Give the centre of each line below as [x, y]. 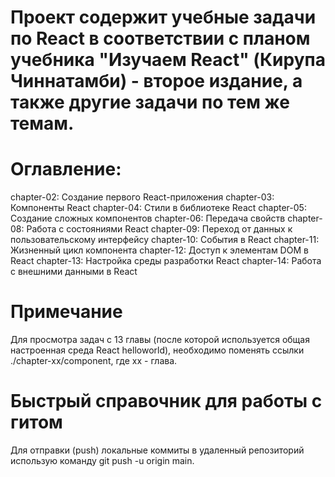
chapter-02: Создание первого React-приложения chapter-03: [142, 197]
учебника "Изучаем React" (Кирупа [168, 60]
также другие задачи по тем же [150, 102]
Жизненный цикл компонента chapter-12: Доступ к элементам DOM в [159, 250]
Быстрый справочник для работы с [166, 401]
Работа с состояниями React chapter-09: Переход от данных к [159, 229]
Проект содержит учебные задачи [163, 17]
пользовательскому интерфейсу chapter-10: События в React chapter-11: [165, 240]
